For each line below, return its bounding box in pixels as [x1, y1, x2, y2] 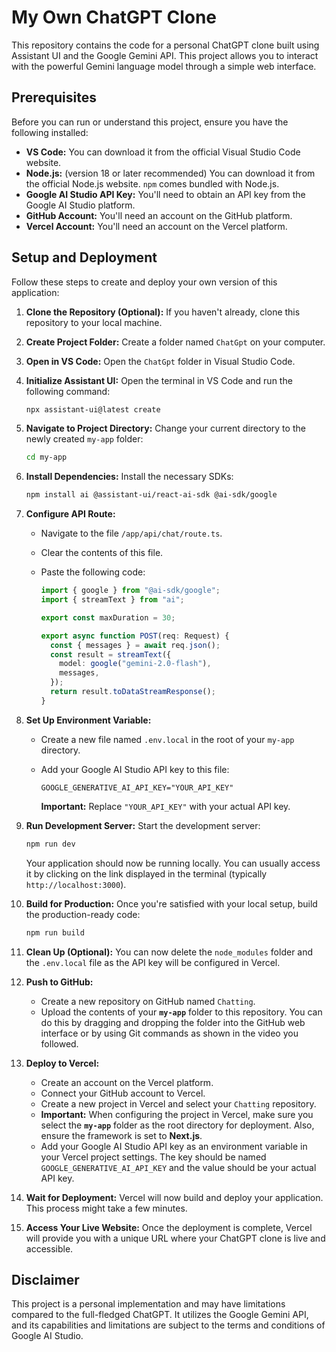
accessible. [25, 1242, 74, 1255]
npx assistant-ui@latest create [25, 404, 161, 415]
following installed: [11, 126, 89, 138]
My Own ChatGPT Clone [11, 6, 218, 29]
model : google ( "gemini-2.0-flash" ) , [59, 659, 212, 669]
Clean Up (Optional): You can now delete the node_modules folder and [25, 946, 314, 958]
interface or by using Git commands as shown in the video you [40, 1027, 299, 1039]
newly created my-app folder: [25, 433, 144, 445]
